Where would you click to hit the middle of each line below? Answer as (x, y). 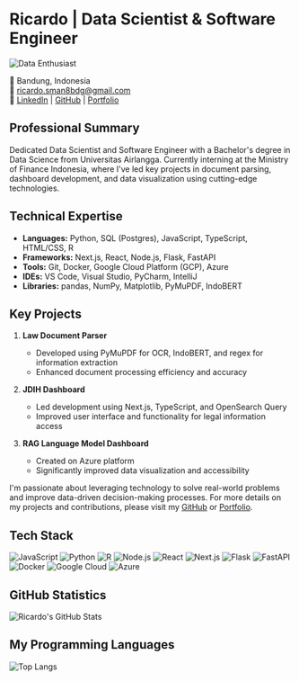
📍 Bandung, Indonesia (50, 80)
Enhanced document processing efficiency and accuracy (141, 372)
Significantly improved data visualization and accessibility (142, 470)
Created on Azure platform (85, 461)
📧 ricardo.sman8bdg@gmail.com (70, 90)
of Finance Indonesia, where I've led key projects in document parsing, (141, 169)
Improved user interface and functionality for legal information (151, 417)
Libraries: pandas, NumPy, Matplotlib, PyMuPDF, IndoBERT (132, 286)
